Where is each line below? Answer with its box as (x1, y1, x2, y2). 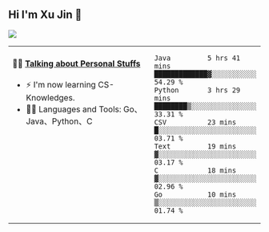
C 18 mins (154, 165, 237, 175)
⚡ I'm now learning (26, 79, 96, 91)
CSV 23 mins (154, 117, 237, 127)
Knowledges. (26, 92, 75, 104)
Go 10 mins (154, 189, 237, 199)
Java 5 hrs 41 (154, 53, 241, 63)
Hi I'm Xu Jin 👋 (8, 8, 82, 22)
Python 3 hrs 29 (154, 85, 241, 95)
